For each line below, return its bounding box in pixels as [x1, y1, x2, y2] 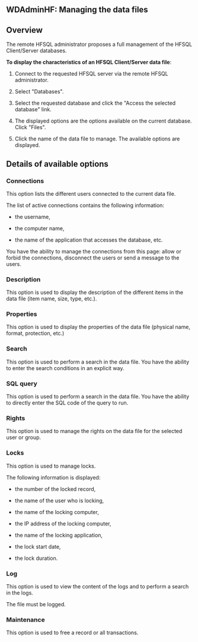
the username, [14, 213, 50, 220]
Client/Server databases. [6, 47, 67, 54]
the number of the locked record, [14, 485, 96, 493]
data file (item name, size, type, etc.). [6, 295, 97, 302]
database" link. [14, 106, 52, 113]
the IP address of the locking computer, [14, 520, 111, 527]
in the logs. [6, 589, 34, 596]
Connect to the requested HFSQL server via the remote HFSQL [14, 70, 168, 77]
